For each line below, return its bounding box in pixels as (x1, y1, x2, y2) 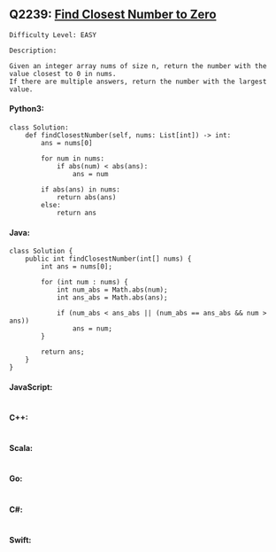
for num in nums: (41, 154, 104, 163)
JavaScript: (9, 381, 53, 393)
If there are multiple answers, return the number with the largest (9, 77, 267, 86)
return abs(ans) (56, 193, 117, 202)
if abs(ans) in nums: (41, 185, 121, 194)
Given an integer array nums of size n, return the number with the (9, 61, 267, 70)
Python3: (9, 104, 44, 114)
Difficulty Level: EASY (9, 30, 97, 39)
